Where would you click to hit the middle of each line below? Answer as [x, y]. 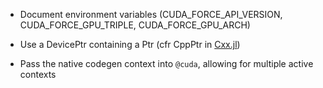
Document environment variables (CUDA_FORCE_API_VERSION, [151, 14]
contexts [38, 74]
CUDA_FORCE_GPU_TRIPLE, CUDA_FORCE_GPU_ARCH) [135, 25]
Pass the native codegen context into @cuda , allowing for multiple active [166, 63]
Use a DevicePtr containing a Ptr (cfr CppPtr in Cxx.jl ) [130, 44]
